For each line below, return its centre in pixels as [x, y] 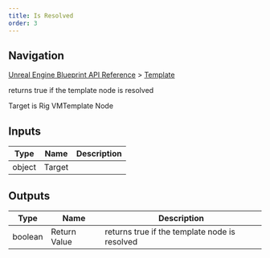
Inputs [25, 131]
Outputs [29, 196]
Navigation [36, 56]
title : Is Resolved [41, 16]
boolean [28, 236]
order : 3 [23, 23]
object [24, 167]
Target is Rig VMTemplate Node [61, 106]
